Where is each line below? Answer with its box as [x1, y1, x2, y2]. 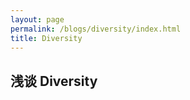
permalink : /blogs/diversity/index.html [10, 24, 182, 34]
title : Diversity [10, 33, 83, 43]
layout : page [10, 14, 65, 25]
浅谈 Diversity [10, 72, 98, 90]
